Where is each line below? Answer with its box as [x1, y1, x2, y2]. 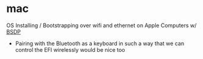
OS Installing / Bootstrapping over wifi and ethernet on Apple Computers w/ [6, 22, 197, 29]
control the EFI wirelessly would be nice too [15, 46, 125, 53]
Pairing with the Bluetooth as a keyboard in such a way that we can [15, 40, 185, 47]
